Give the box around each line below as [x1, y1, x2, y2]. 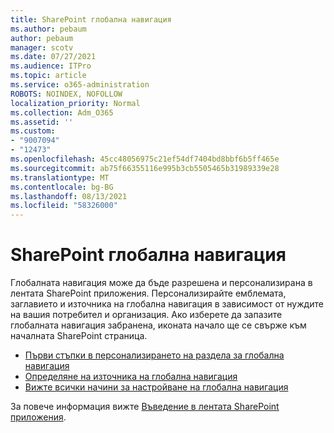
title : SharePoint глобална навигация [10, 14, 172, 25]
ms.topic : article [10, 71, 87, 81]
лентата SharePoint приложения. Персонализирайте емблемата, [10, 287, 287, 300]
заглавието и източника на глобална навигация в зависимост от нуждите [10, 298, 324, 310]
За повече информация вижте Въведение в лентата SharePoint [10, 401, 280, 413]
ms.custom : [10, 126, 56, 136]
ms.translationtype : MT [10, 172, 110, 183]
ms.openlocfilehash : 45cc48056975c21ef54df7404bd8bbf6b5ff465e [10, 154, 280, 164]
